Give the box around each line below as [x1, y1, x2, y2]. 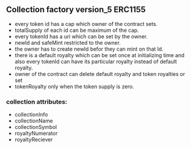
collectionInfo [14, 111, 48, 118]
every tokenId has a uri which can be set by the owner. [14, 32, 148, 40]
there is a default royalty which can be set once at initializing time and [14, 51, 185, 58]
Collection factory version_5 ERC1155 [6, 5, 146, 15]
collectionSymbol [14, 124, 57, 131]
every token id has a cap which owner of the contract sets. [14, 20, 158, 27]
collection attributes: [6, 97, 68, 105]
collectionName [14, 117, 53, 124]
